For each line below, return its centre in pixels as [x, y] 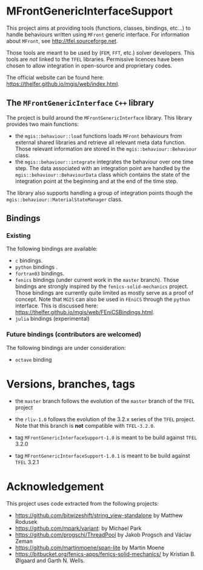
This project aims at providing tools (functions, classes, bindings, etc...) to [98, 28]
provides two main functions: [42, 124]
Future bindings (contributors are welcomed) [74, 334]
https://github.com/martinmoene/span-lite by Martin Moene [90, 548]
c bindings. [29, 261]
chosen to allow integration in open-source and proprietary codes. [89, 66]
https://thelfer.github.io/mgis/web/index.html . [63, 84]
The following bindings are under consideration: [66, 348]
